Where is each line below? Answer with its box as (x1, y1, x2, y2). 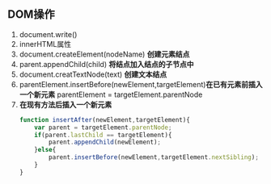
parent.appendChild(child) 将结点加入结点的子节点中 (19, 59, 194, 69)
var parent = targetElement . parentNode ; (34, 123, 172, 132)
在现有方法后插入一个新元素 (19, 99, 112, 109)
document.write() (19, 29, 78, 39)
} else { (34, 146, 57, 154)
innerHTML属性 (19, 39, 72, 48)
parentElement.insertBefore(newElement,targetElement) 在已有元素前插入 (19, 79, 263, 89)
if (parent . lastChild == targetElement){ (34, 131, 172, 139)
